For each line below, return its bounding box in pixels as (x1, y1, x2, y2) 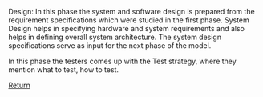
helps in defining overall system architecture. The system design (8, 32, 222, 42)
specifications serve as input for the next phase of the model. (8, 41, 212, 51)
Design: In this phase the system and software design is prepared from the (8, 7, 255, 16)
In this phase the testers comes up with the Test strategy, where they (8, 56, 237, 66)
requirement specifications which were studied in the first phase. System (8, 15, 250, 25)
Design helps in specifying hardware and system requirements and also (8, 24, 245, 33)
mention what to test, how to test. (8, 65, 119, 75)
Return (8, 80, 30, 90)
